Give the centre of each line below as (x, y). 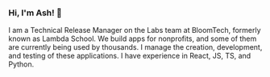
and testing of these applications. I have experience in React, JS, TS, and (130, 56)
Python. (21, 64)
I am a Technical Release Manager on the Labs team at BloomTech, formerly (135, 30)
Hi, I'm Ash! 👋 (35, 13)
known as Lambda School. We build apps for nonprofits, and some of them (133, 38)
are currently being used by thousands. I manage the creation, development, (135, 47)
